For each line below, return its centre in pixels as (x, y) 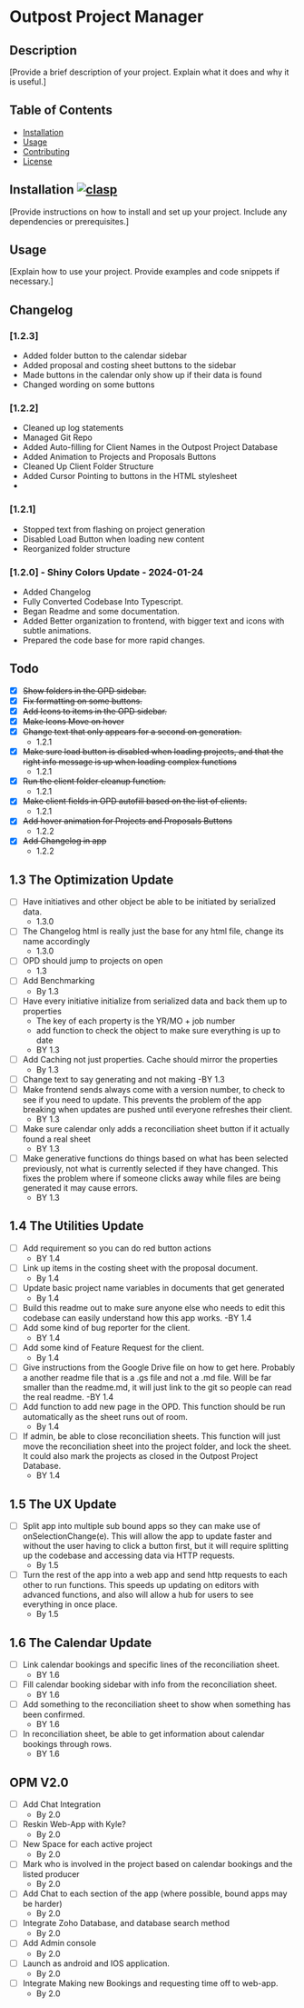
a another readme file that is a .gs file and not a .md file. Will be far (147, 1378)
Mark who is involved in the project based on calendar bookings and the (157, 1864)
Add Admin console (59, 1943)
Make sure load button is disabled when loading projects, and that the (153, 752)
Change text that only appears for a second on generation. (132, 732)
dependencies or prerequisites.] (69, 221)
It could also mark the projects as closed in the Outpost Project (140, 1456)
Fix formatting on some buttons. (82, 701)
